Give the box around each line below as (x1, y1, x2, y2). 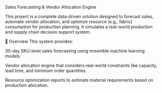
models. (5, 53, 21, 59)
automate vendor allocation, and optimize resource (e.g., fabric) (5, 19, 132, 24)
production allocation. (5, 82, 49, 88)
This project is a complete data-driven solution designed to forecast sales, (5, 14, 154, 19)
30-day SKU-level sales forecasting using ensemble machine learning (5, 48, 145, 54)
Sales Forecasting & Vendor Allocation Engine (5, 4, 97, 10)
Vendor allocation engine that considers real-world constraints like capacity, (5, 63, 158, 68)
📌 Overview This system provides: (5, 38, 74, 44)
